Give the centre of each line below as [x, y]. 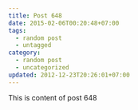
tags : [17, 30]
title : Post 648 [35, 16]
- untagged [34, 45]
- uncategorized [42, 68]
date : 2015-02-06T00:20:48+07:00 [64, 23]
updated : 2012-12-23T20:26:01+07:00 [69, 75]
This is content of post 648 [53, 97]
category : [25, 53]
